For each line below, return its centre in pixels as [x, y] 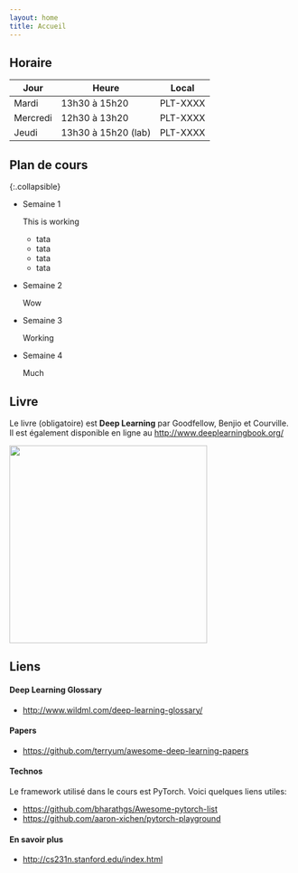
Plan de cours [49, 165]
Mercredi [33, 118]
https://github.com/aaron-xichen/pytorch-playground [121, 818]
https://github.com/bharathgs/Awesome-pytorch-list [120, 809]
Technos [26, 771]
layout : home [34, 18]
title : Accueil [38, 26]
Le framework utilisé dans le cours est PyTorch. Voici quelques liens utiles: [148, 791]
